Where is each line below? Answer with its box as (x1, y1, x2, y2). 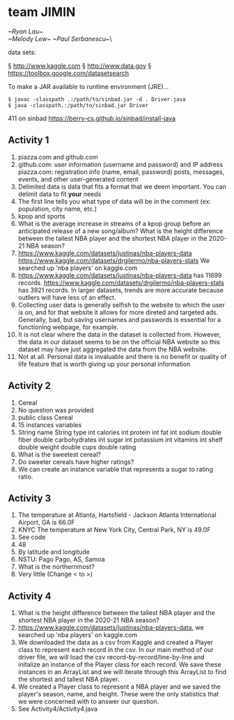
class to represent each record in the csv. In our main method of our (17, 646, 214, 654)
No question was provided (17, 406, 94, 414)
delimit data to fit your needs (17, 189, 102, 198)
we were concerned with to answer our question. (17, 697, 159, 706)
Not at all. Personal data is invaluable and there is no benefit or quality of (17, 352, 227, 360)
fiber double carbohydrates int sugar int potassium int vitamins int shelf (17, 435, 223, 444)
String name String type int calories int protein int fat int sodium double (17, 428, 221, 436)
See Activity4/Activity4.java (17, 705, 98, 713)
